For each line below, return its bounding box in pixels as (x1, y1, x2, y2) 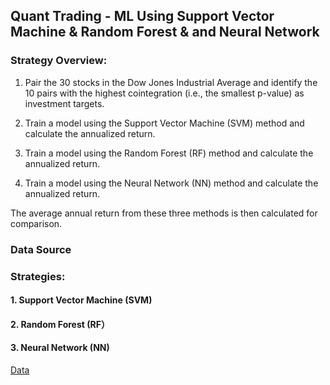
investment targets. (24, 97, 105, 109)
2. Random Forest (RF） (10, 318, 110, 330)
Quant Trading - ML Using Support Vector (10, 8, 275, 25)
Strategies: (10, 269, 66, 283)
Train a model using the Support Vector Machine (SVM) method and (24, 117, 305, 129)
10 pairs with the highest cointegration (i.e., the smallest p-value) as (24, 87, 305, 99)
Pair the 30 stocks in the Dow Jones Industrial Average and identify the (24, 76, 318, 88)
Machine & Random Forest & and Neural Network (10, 24, 320, 41)
